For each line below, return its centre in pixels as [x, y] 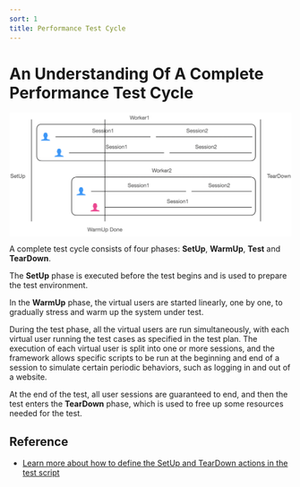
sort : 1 [24, 19]
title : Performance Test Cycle [68, 28]
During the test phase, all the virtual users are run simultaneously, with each [149, 329]
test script [41, 473]
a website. [28, 377]
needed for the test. [46, 414]
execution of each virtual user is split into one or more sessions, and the [142, 348]
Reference [39, 442]
